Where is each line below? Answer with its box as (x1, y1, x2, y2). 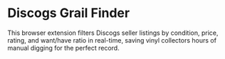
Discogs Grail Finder (7, 5, 130, 21)
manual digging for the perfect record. (7, 43, 120, 52)
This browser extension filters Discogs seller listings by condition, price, (7, 28, 219, 37)
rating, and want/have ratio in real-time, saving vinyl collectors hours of (7, 36, 217, 44)
